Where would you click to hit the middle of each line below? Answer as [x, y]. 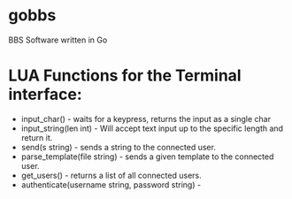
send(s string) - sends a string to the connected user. [118, 147]
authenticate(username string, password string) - [111, 184]
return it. [37, 137]
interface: [45, 95]
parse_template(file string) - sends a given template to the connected [147, 157]
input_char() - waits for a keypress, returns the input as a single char [146, 119]
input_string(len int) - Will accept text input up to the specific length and [152, 128]
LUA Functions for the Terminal [125, 76]
